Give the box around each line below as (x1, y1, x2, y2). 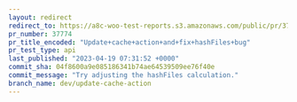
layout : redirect (8, 12, 73, 22)
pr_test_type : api (8, 46, 76, 55)
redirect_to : (8, 21, 57, 30)
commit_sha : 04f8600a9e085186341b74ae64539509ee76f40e (8, 63, 215, 72)
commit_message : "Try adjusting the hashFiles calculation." (8, 71, 239, 80)
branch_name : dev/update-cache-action (8, 79, 152, 88)
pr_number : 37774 (8, 29, 73, 38)
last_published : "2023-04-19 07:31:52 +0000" (8, 54, 179, 63)
